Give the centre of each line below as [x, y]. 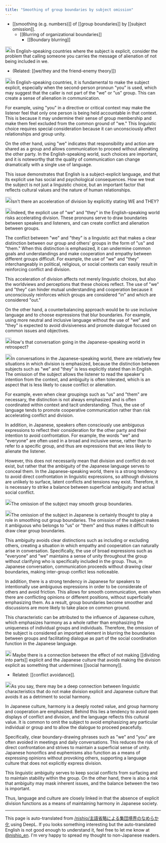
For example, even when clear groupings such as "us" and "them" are [76, 394]
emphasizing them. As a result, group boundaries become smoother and [79, 602]
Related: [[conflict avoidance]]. [44, 675]
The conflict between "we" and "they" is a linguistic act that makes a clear [81, 237]
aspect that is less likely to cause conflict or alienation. [61, 384]
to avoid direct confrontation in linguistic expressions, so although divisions [82, 476]
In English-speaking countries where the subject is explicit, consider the [84, 51]
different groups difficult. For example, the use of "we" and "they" [72, 259]
